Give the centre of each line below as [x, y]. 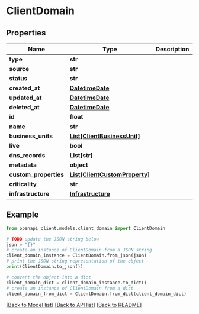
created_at [25, 88]
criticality [23, 184]
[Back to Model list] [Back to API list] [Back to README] [74, 305]
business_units [31, 136]
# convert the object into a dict [49, 277]
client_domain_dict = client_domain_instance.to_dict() [76, 283]
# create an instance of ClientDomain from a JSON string [79, 250]
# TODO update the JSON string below [53, 239]
